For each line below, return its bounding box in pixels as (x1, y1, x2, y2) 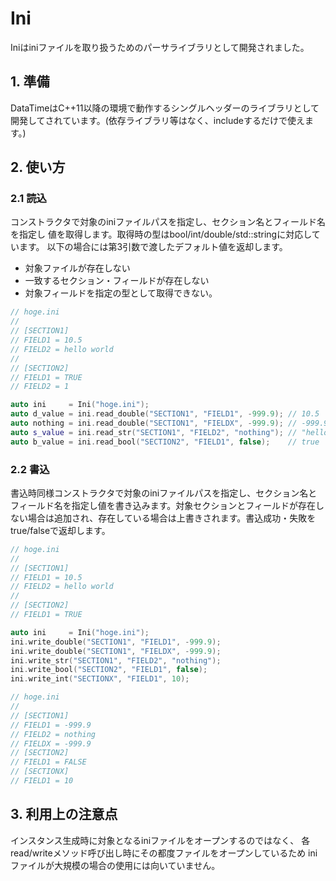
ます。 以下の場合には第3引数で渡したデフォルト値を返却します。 (18, 241, 288, 253)
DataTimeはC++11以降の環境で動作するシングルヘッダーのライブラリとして (10, 102, 320, 114)
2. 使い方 (10, 159, 66, 176)
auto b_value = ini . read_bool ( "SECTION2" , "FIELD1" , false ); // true (10, 437, 320, 447)
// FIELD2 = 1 (10, 382, 70, 392)
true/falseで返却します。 (10, 524, 111, 536)
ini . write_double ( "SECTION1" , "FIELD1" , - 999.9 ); (10, 637, 222, 647)
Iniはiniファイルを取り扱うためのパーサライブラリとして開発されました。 (10, 41, 310, 53)
